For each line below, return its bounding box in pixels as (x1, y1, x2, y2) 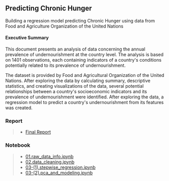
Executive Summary (5, 35, 49, 41)
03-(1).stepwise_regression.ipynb (25, 164, 96, 170)
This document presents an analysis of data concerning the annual (5, 46, 146, 53)
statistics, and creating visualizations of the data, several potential (5, 83, 144, 89)
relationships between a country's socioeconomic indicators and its (5, 89, 147, 95)
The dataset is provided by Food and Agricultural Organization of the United (5, 72, 164, 79)
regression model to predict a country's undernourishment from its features (5, 99, 164, 106)
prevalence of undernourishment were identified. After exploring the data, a (5, 94, 164, 100)
